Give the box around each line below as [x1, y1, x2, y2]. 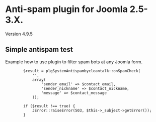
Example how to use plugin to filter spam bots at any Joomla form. [5, 59, 142, 65]
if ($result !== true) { [23, 103, 75, 108]
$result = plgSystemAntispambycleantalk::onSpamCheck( [23, 68, 141, 73]
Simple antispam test [5, 45, 73, 54]
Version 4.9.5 [5, 31, 33, 37]
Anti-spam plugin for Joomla [5, 4, 128, 15]
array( [32, 77, 46, 82]
